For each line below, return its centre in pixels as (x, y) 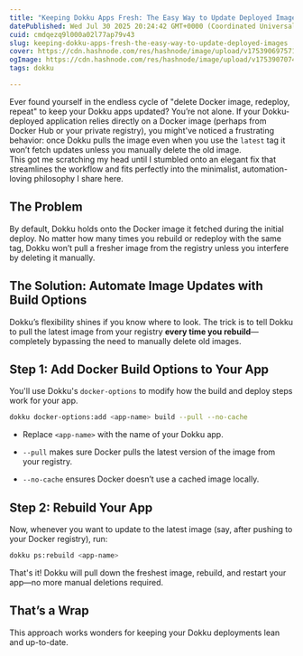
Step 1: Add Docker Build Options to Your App (139, 369)
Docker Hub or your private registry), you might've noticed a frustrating (142, 130)
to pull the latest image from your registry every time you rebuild (130, 332)
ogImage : (26, 60)
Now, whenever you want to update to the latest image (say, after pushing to (151, 529)
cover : (22, 52)
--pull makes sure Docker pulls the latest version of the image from (149, 452)
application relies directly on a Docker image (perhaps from (157, 121)
